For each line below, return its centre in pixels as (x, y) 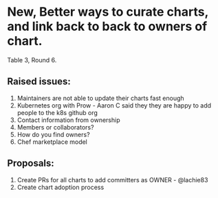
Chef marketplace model (52, 142)
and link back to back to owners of (107, 26)
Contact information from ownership (68, 120)
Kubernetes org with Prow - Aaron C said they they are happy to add (114, 105)
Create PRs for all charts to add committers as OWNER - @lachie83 (112, 180)
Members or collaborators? (55, 127)
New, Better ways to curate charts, (108, 12)
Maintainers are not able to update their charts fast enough (100, 98)
